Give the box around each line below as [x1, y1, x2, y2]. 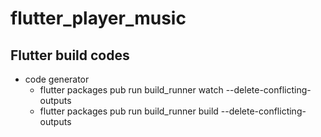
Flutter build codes [10, 47, 130, 64]
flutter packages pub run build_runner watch [39, 84, 224, 96]
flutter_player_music [10, 7, 187, 30]
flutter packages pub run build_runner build [39, 105, 219, 117]
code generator [24, 73, 90, 85]
